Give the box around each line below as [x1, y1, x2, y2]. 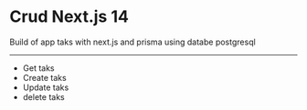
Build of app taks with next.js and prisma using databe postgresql [9, 36, 256, 47]
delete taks [22, 91, 66, 102]
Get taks [22, 62, 55, 74]
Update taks [22, 82, 69, 93]
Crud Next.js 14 [9, 6, 130, 27]
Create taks [22, 72, 67, 83]
